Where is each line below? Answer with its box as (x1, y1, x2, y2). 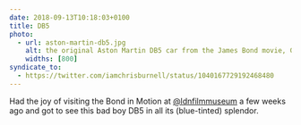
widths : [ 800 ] (25, 54, 78, 63)
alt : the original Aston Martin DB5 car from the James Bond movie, (25, 46, 287, 55)
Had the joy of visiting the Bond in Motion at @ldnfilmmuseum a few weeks (9, 96, 287, 106)
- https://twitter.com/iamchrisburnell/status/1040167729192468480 (17, 71, 275, 80)
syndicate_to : (9, 63, 63, 72)
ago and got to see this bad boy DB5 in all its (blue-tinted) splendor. (9, 104, 259, 116)
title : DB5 (9, 21, 50, 30)
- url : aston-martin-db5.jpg (17, 37, 126, 47)
